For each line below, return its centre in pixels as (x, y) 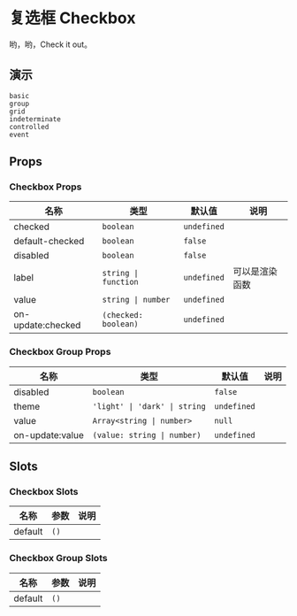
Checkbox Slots (44, 492)
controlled (29, 127)
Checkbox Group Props (60, 352)
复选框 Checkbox (72, 18)
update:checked (47, 326)
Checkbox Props (46, 187)
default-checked (49, 242)
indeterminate (35, 119)
